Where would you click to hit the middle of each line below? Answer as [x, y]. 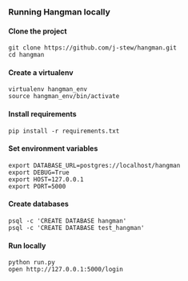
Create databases [39, 204]
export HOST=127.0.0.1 [46, 179]
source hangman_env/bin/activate [64, 97]
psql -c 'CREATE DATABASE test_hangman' [77, 228]
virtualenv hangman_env [48, 89]
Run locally [27, 245]
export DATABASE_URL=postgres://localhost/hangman [94, 165]
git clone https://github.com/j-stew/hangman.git [93, 48]
